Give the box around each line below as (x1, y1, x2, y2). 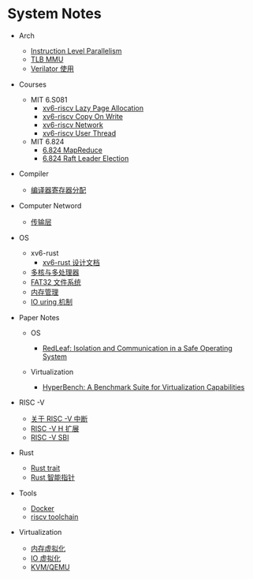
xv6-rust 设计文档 (42, 257, 100, 267)
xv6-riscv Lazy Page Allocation (42, 103, 144, 113)
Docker (30, 503, 54, 513)
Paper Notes (18, 312, 60, 322)
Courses (18, 80, 47, 89)
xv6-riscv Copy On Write (42, 111, 124, 121)
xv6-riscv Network (42, 120, 104, 129)
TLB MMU (30, 54, 64, 64)
